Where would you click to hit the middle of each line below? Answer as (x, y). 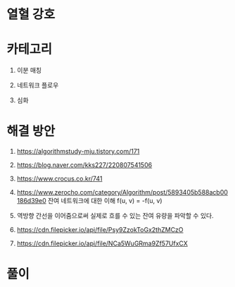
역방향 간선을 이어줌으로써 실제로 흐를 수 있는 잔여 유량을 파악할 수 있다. (115, 216)
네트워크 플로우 (38, 85)
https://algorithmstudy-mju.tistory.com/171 (78, 152)
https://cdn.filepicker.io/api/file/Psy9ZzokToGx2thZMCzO (100, 230)
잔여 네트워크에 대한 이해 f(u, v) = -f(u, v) (105, 201)
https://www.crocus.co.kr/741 (59, 179)
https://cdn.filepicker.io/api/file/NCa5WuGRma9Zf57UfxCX (102, 243)
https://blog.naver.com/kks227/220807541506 (84, 165)
